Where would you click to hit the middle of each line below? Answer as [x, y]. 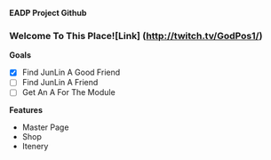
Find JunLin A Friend [60, 83]
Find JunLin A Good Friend [71, 72]
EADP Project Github [48, 13]
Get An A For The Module [68, 92]
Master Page [45, 127]
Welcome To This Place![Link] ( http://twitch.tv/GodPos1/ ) [136, 36]
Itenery [35, 147]
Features [26, 110]
